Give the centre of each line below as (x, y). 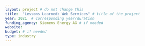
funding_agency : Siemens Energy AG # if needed (54, 23)
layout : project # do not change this (44, 9)
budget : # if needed (26, 32)
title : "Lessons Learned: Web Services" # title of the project (72, 14)
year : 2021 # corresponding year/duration (50, 18)
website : (14, 27)
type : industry (20, 36)
